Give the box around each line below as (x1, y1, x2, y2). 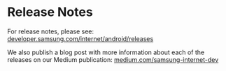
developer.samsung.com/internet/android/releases (7, 34, 154, 42)
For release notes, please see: (7, 27, 94, 35)
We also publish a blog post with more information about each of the (7, 48, 205, 56)
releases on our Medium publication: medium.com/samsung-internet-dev (7, 55, 219, 63)
